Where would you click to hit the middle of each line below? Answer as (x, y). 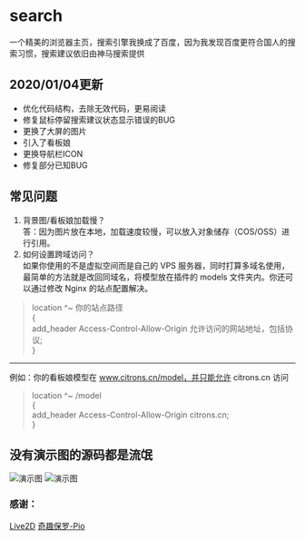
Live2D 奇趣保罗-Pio (47, 525)
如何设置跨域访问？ (59, 254)
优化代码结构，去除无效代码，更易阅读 (94, 108)
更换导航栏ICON (53, 153)
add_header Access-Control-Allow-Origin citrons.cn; (130, 415)
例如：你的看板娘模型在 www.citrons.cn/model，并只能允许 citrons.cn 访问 (149, 377)
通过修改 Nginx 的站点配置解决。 (92, 288)
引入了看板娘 (46, 142)
